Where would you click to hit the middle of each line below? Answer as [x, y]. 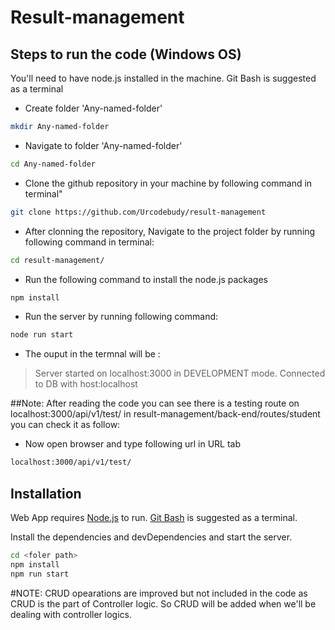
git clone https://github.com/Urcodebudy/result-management [138, 212]
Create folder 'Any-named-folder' [93, 108]
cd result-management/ [57, 260]
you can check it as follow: [65, 425]
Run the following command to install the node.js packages [146, 279]
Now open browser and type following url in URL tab [133, 444]
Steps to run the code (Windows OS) [126, 54]
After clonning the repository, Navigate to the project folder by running [170, 231]
